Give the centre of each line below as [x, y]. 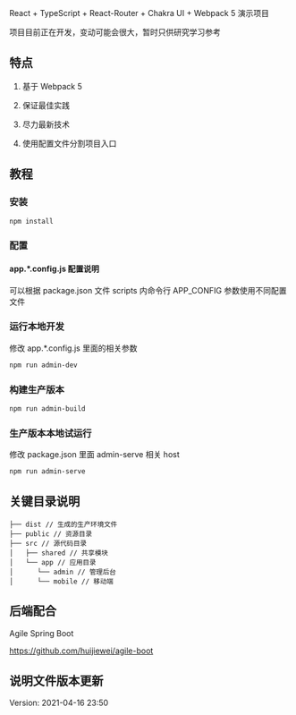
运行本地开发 [37, 327]
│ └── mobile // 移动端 [62, 581]
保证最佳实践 [46, 105]
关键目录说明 [45, 502]
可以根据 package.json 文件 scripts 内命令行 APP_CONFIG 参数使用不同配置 [148, 290]
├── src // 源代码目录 [48, 543]
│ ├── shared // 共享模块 [59, 553]
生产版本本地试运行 [51, 433]
